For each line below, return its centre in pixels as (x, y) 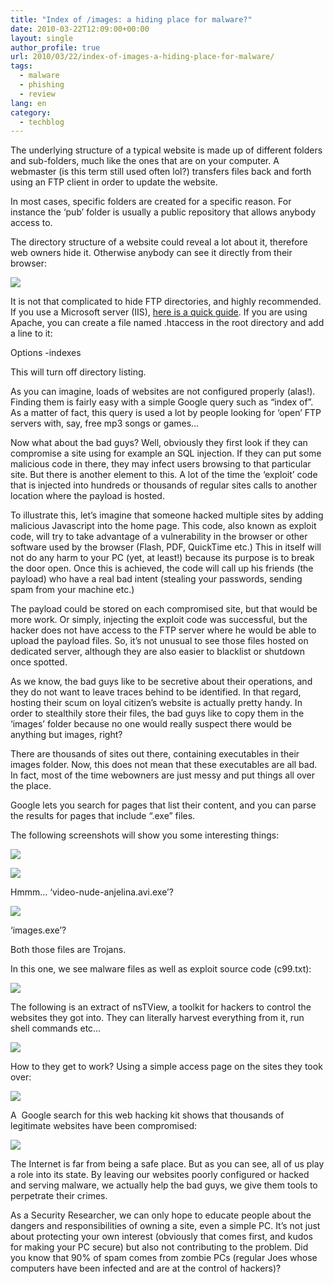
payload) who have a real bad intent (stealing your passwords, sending (156, 579)
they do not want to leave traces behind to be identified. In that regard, (156, 692)
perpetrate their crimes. (59, 1196)
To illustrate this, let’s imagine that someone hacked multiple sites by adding (167, 515)
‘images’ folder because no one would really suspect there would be (151, 724)
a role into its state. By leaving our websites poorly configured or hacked (160, 1175)
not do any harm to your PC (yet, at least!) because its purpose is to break (162, 558)
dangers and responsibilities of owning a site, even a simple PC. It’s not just (165, 1226)
